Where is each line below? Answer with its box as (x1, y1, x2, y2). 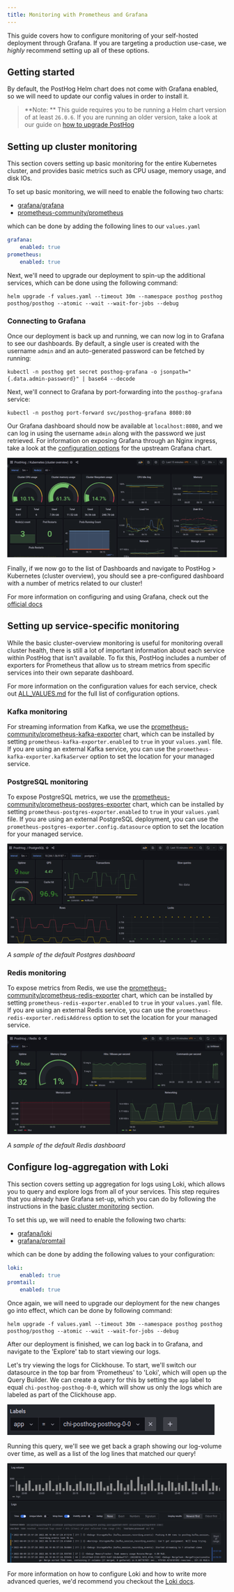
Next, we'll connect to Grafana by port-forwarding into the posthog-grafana (7, 388, 223, 396)
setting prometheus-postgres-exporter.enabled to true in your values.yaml (7, 808, 220, 816)
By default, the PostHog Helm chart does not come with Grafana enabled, (7, 84, 219, 93)
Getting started (7, 66, 75, 78)
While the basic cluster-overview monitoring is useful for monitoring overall (7, 638, 223, 647)
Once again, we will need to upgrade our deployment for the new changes (7, 1299, 221, 1307)
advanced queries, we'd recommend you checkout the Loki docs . (7, 1577, 196, 1586)
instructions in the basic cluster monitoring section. (7, 1202, 155, 1210)
